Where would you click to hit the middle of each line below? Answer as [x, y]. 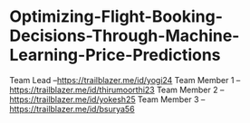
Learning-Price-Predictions [115, 55]
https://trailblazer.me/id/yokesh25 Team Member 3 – [107, 99]
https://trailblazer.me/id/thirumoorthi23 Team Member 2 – [117, 90]
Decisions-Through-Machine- [125, 36]
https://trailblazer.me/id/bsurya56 [72, 109]
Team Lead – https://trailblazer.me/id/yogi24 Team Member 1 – [125, 80]
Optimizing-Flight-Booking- [116, 17]
